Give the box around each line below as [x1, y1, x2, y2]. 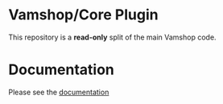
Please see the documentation [8, 87, 109, 97]
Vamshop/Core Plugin [8, 6, 159, 24]
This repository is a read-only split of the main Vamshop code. [8, 32, 217, 42]
